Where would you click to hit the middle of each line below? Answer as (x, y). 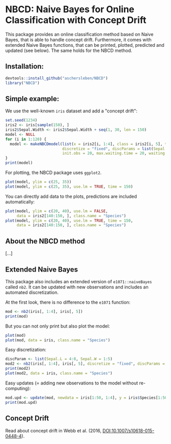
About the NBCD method (45, 241)
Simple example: (32, 98)
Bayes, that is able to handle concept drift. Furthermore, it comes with (78, 40)
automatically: (20, 201)
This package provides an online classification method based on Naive (79, 34)
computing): (18, 388)
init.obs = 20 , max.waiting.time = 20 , (104, 154)
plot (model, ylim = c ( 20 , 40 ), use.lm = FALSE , (57, 211)
